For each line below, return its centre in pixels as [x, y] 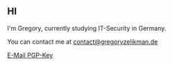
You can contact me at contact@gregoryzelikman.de [83, 42]
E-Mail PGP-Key [30, 55]
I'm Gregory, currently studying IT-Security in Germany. [87, 28]
